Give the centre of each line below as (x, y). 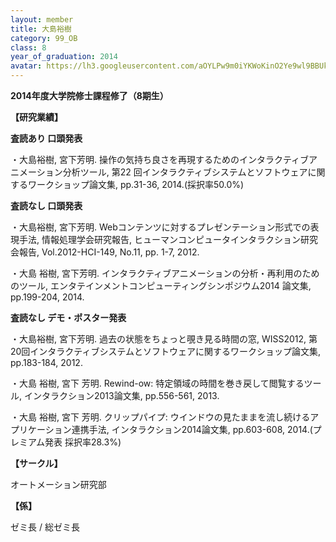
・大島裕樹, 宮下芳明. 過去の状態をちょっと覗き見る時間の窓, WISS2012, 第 (164, 339)
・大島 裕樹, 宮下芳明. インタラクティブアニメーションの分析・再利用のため (165, 273)
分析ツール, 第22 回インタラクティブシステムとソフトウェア (185, 172)
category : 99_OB (44, 38)
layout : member (42, 19)
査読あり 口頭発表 (46, 138)
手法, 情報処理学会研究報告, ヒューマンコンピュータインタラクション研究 (168, 239)
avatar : (26, 66)
